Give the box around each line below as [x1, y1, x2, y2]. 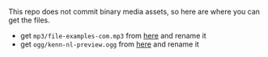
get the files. [8, 15, 50, 25]
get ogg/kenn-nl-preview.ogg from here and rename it [19, 39, 200, 49]
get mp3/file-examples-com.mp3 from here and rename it [19, 31, 206, 40]
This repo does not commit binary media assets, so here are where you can [8, 7, 261, 16]
